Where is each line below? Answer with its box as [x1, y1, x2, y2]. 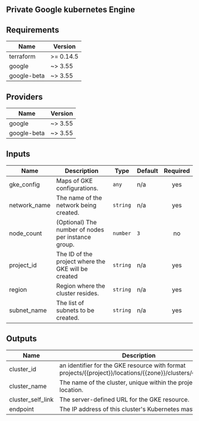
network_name [9, 201, 51, 209]
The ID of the [56, 250, 93, 258]
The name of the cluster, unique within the [59, 378, 177, 387]
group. [56, 240, 75, 248]
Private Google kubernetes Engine [6, 5, 135, 15]
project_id [9, 261, 37, 269]
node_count [9, 229, 43, 237]
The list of [56, 298, 84, 307]
